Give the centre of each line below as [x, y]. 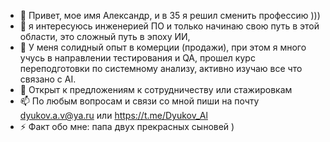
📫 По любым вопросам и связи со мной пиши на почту [139, 101]
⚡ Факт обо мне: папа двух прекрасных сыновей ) [127, 126]
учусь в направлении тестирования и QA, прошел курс [137, 58]
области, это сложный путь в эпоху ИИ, [105, 36]
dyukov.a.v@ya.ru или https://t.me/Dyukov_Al [113, 115]
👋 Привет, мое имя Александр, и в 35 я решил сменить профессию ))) [170, 15]
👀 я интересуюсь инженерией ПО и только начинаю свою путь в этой [169, 26]
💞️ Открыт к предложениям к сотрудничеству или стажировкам [156, 89]
